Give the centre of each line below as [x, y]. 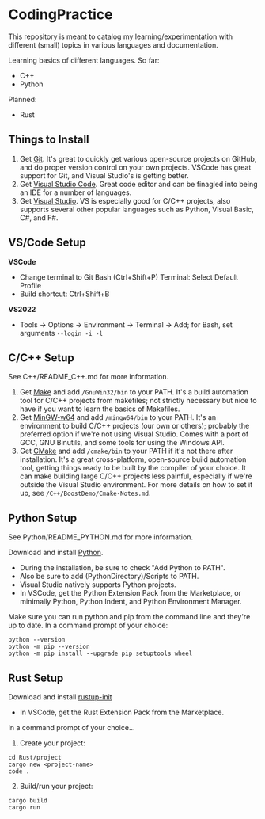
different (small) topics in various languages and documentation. [114, 44]
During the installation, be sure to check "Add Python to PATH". [122, 568]
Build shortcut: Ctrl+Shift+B [64, 294]
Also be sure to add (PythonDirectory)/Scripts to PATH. [109, 577]
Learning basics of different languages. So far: [84, 60]
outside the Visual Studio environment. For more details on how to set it [136, 485]
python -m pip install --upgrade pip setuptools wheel [100, 654]
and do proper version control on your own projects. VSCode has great [135, 167]
